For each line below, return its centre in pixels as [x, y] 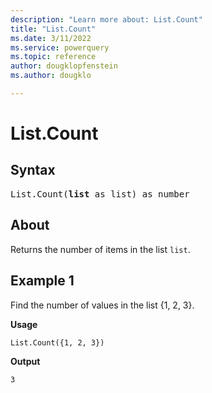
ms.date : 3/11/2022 [51, 38]
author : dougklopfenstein [64, 66]
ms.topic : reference [53, 57]
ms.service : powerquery [60, 47]
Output [25, 361]
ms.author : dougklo [51, 76]
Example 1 [42, 281]
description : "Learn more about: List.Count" [106, 19]
